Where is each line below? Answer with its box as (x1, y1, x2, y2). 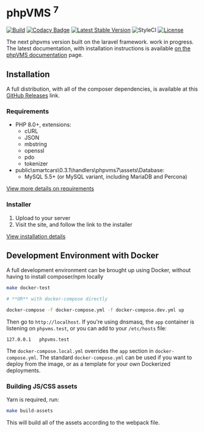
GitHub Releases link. (6, 92, 60, 99)
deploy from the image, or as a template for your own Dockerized (6, 360, 171, 368)
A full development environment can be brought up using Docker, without (6, 267, 191, 274)
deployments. (6, 367, 41, 374)
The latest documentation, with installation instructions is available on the (6, 45, 191, 52)
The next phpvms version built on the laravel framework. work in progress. (6, 38, 194, 46)
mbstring (24, 140, 48, 148)
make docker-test (6, 285, 51, 291)
